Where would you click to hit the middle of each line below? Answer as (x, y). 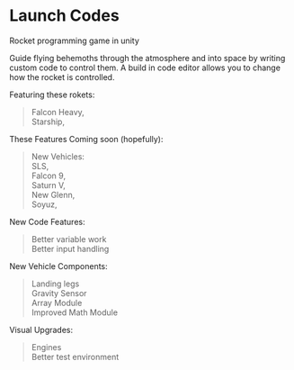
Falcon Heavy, (58, 112)
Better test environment (75, 356)
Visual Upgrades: (41, 329)
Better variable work (69, 239)
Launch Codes (64, 16)
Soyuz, (44, 204)
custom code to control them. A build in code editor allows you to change (145, 68)
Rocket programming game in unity (74, 41)
